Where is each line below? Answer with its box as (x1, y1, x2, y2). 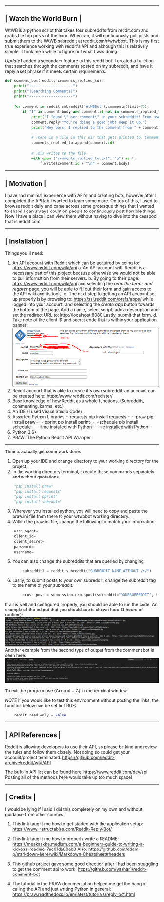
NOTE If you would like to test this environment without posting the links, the (5, 697, 159, 703)
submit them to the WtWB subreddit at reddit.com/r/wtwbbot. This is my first (5, 38, 159, 44)
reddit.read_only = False (14, 713, 67, 718)
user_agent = (14, 529, 38, 534)
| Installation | (5, 237, 48, 245)
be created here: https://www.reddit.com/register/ (12, 393, 113, 398)
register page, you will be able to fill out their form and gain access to (12, 286, 152, 292)
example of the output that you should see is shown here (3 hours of (5, 607, 143, 612)
